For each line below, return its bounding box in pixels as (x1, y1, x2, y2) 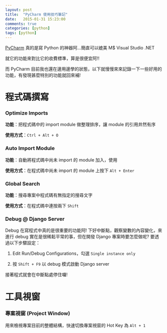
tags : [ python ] (5, 30, 37, 35)
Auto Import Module (5, 145, 55, 152)
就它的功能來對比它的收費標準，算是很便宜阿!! (5, 55, 100, 61)
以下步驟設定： (9, 240, 40, 246)
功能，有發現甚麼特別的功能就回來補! (5, 72, 81, 78)
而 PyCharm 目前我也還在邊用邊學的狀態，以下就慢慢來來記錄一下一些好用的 (5, 66, 162, 72)
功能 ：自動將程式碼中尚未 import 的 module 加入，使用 (5, 157, 118, 163)
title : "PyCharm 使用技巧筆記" (5, 12, 68, 17)
